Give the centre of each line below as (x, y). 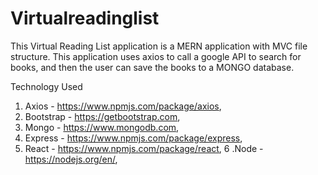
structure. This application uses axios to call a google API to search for (156, 56)
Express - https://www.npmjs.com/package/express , (133, 138)
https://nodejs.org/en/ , (71, 159)
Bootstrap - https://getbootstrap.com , (102, 116)
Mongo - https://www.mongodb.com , (102, 127)
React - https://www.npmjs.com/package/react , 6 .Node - (144, 148)
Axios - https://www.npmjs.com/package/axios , (123, 106)
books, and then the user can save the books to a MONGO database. (152, 67)
